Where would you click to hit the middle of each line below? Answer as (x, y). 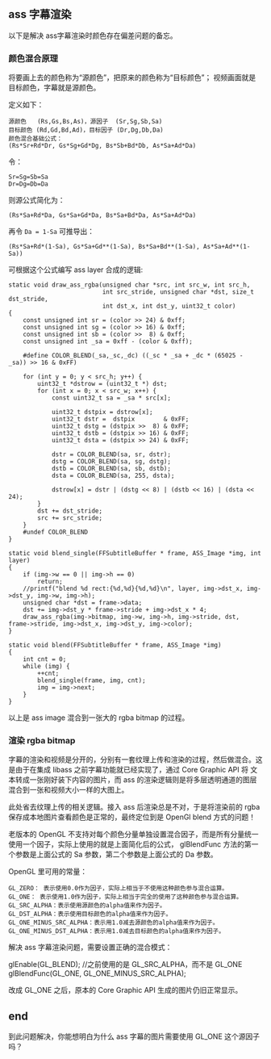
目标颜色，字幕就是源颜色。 (54, 88)
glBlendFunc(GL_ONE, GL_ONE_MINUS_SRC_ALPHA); (98, 973)
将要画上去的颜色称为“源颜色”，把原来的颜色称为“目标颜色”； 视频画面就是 (132, 77)
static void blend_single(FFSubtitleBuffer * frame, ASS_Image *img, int (135, 554)
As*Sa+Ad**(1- (227, 247)
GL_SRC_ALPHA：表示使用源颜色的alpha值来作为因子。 (87, 906)
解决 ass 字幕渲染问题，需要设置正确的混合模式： (90, 948)
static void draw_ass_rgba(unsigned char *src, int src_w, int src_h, (129, 285)
